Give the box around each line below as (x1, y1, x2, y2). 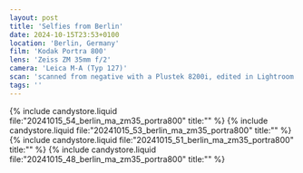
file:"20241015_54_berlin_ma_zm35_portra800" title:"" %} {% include (9, 115, 269, 126)
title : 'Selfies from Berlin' (9, 22, 124, 31)
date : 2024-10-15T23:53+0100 (9, 30, 120, 39)
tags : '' (9, 81, 43, 90)
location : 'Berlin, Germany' (9, 38, 120, 48)
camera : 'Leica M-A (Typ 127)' (9, 64, 128, 73)
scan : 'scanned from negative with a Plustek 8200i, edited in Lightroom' (9, 72, 298, 82)
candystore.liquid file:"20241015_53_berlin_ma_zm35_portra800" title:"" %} (9, 124, 292, 136)
